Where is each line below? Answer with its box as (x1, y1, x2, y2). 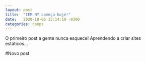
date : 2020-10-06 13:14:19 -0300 (5, 17, 80, 22)
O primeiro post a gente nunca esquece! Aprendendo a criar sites (5, 35, 141, 41)
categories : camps (5, 21, 44, 27)
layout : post (5, 7, 33, 13)
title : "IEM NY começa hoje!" (5, 12, 71, 17)
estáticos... (5, 41, 28, 47)
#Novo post (5, 50, 30, 56)
